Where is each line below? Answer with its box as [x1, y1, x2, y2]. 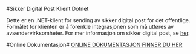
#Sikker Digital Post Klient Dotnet [6, 5, 89, 12]
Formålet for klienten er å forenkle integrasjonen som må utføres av [6, 23, 174, 30]
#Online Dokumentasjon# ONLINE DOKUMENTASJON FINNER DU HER [6, 41, 183, 48]
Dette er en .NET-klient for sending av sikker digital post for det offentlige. [6, 17, 191, 23]
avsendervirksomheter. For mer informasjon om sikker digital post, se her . [6, 29, 191, 37]
